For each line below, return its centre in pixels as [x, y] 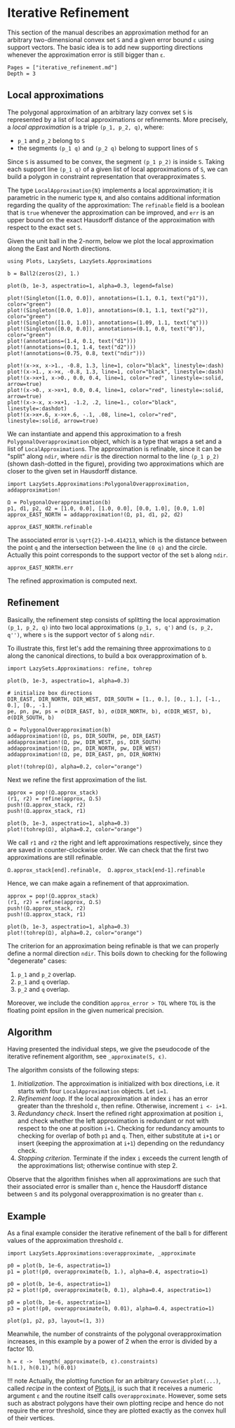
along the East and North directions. [59, 248]
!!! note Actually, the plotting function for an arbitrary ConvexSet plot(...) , [114, 1381]
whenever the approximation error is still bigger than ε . [86, 55]
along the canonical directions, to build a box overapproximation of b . [107, 655]
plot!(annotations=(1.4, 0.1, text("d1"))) [72, 341]
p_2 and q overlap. [43, 989]
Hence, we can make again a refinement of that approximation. [98, 883]
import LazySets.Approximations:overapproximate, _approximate [102, 1253]
